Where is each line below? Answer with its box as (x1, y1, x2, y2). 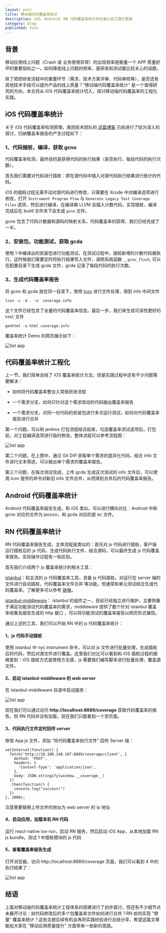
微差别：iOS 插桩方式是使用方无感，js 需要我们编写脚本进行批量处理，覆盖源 (5, 657, 161, 663)
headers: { (14, 760, 37, 765)
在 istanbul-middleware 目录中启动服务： (5, 687, 88, 693)
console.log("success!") (14, 786, 65, 791)
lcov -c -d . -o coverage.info (5, 298, 72, 303)
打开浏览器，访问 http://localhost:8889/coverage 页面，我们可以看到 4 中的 (5, 858, 159, 864)
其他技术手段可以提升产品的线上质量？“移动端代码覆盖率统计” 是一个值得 (5, 82, 153, 88)
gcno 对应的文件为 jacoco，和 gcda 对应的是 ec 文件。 (5, 511, 117, 517)
